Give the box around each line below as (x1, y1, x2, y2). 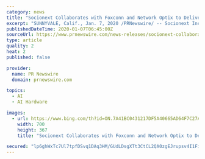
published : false (6, 54, 51, 60)
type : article (6, 37, 43, 43)
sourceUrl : (6, 32, 34, 38)
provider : (6, 65, 32, 71)
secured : (6, 144, 29, 150)
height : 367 (17, 127, 48, 133)
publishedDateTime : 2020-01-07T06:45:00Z (6, 26, 113, 32)
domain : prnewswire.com (12, 77, 72, 83)
